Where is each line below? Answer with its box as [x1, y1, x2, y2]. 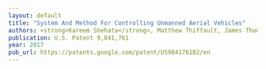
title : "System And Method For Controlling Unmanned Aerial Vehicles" [8, 19, 246, 27]
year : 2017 [8, 41, 44, 49]
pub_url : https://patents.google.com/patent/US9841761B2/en [8, 48, 211, 56]
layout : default [8, 11, 62, 20]
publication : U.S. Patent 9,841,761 [8, 33, 129, 42]
